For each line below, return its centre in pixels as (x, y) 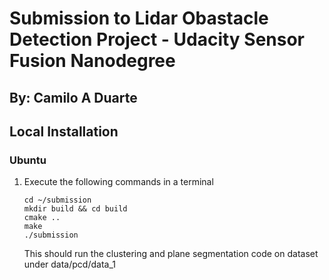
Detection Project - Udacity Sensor (157, 39)
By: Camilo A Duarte (73, 97)
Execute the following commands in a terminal (118, 182)
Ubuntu (28, 160)
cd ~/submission (57, 200)
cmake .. (42, 218)
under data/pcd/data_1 (69, 264)
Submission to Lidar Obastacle (139, 18)
